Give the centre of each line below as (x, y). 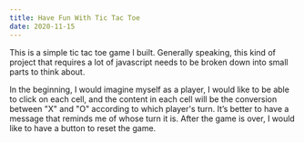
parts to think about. (47, 71)
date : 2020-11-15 (42, 26)
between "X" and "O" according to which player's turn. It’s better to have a (149, 108)
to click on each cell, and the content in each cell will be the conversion (143, 99)
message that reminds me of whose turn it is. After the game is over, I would (152, 118)
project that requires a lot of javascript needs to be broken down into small (149, 62)
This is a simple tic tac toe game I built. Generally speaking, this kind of (142, 52)
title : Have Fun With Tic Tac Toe (75, 18)
